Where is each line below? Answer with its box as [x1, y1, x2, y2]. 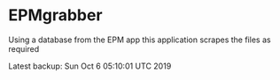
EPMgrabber [8, 5, 103, 25]
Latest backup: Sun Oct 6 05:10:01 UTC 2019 [8, 61, 172, 71]
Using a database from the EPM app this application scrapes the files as [8, 34, 271, 45]
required [8, 43, 40, 54]
